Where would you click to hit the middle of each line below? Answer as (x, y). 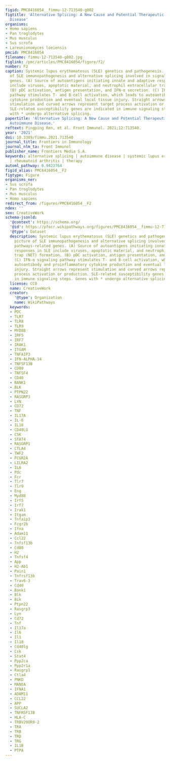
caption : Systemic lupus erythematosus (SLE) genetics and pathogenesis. (85, 72)
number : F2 (17, 66)
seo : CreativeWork (25, 213)
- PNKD (17, 680)
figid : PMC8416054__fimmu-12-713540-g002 (50, 10)
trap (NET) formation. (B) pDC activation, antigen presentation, (86, 255)
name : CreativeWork (30, 288)
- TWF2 (17, 454)
